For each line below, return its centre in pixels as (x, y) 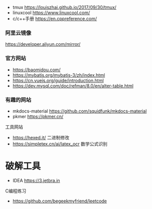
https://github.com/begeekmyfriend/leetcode (60, 201)
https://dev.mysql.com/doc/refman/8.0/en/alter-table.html (73, 86)
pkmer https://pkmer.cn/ (38, 116)
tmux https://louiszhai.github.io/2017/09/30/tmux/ (64, 7)
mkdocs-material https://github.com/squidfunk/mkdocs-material (80, 111)
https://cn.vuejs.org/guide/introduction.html (58, 80)
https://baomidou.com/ (36, 70)
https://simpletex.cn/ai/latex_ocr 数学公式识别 (60, 144)
